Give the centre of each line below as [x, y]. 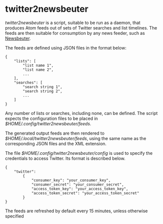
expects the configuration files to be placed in [52, 118]
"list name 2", [38, 70]
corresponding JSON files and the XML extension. [56, 143]
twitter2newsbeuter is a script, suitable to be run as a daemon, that [73, 23]
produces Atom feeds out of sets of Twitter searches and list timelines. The [81, 28]
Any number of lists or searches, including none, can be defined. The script [81, 113]
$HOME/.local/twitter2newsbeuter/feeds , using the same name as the [76, 138]
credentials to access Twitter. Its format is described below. [65, 158]
